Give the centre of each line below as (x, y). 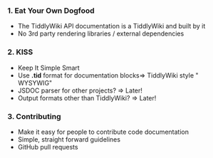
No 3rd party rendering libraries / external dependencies (101, 33)
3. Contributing (34, 116)
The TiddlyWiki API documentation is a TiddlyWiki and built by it (111, 26)
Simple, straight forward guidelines (69, 139)
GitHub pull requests (48, 147)
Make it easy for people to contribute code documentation (103, 132)
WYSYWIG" (35, 83)
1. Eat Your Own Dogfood (51, 11)
